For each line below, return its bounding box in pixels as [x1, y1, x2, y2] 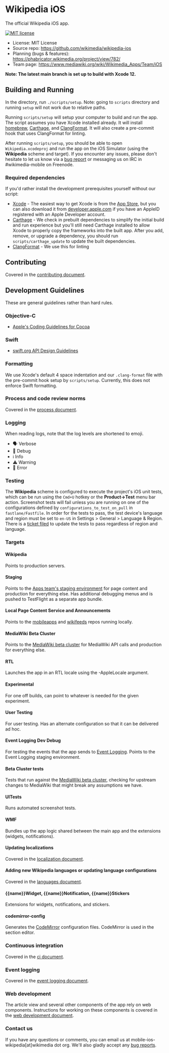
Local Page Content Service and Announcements [5, 607, 111, 614]
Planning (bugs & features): [12, 50, 70, 57]
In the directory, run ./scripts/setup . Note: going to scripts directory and [5, 99, 160, 105]
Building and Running [5, 86, 74, 94]
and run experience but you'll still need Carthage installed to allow [12, 222, 150, 228]
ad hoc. [5, 726, 21, 732]
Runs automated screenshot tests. [5, 805, 77, 811]
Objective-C [5, 312, 36, 319]
